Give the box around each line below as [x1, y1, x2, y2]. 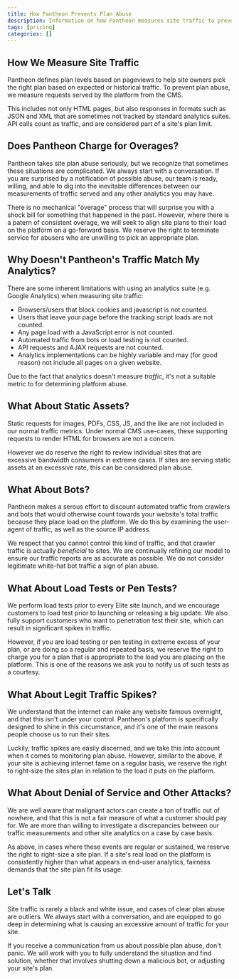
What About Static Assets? [7, 400, 130, 413]
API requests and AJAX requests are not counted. [17, 343, 164, 351]
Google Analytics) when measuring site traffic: [7, 291, 144, 300]
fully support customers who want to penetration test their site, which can [7, 616, 224, 625]
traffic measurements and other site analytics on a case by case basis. [7, 828, 215, 837]
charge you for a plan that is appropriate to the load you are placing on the [7, 652, 225, 662]
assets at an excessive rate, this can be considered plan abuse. [7, 463, 193, 472]
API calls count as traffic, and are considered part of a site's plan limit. [7, 120, 213, 128]
